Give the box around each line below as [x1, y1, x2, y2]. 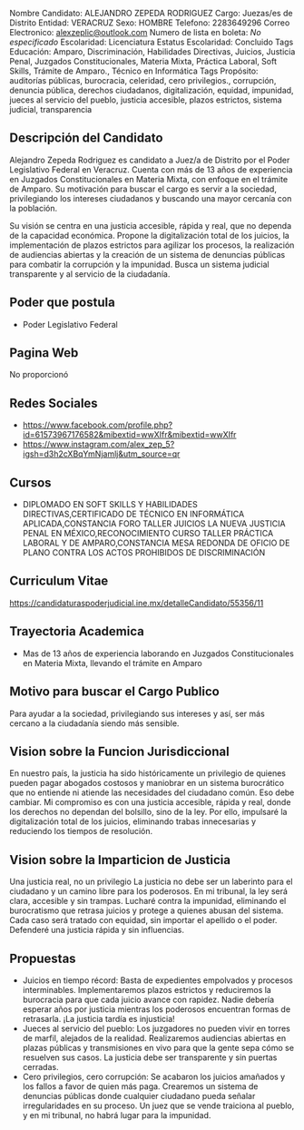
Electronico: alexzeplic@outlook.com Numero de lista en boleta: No [9, 27, 261, 37]
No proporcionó [9, 369, 69, 380]
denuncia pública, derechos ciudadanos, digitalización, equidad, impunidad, [9, 85, 294, 95]
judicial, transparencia [9, 104, 93, 114]
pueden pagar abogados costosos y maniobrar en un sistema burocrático [9, 778, 284, 789]
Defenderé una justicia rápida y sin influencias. [9, 925, 184, 936]
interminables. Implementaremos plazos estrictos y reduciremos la [22, 984, 272, 995]
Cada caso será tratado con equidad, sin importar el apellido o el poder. [9, 915, 278, 926]
